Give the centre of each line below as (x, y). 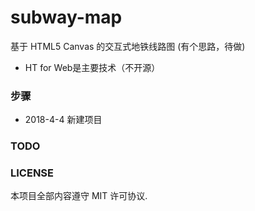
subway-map (66, 17)
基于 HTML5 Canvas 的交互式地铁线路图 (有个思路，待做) (128, 46)
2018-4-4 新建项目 (63, 120)
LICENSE (32, 173)
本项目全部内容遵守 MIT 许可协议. (79, 196)
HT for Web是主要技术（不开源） (92, 67)
